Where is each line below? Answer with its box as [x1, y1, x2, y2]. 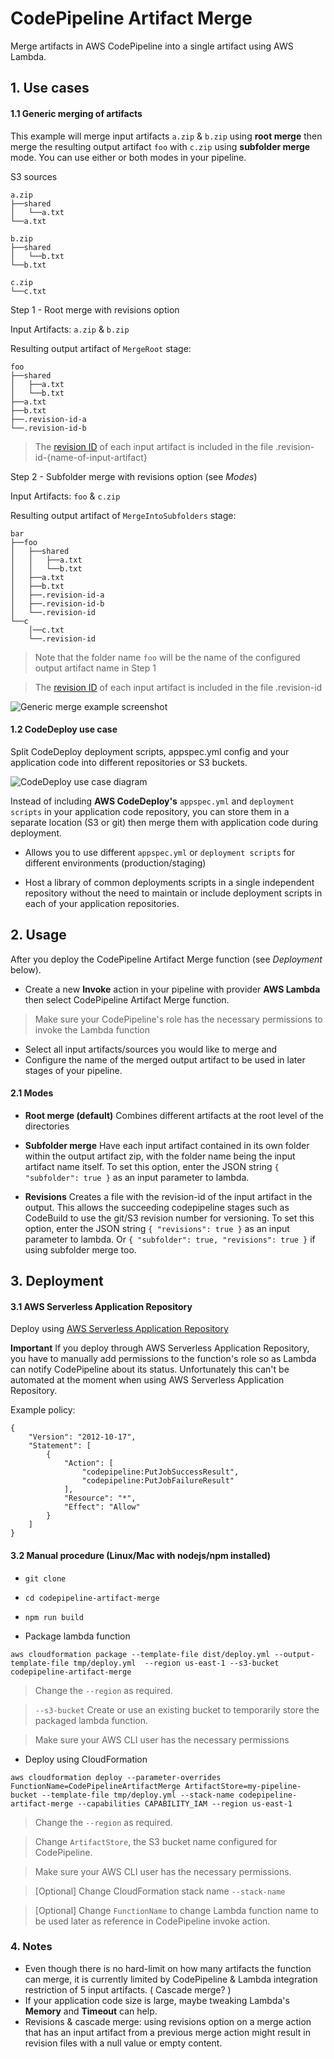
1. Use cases [10, 80, 90, 97]
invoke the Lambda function [34, 1023, 151, 1036]
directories [24, 1120, 70, 1132]
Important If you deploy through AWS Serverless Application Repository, [10, 1342, 310, 1354]
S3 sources [10, 170, 58, 182]
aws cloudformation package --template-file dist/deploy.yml [10, 1649, 271, 1659]
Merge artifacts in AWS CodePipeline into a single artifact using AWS [10, 40, 294, 52]
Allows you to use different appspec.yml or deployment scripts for [24, 846, 295, 858]
